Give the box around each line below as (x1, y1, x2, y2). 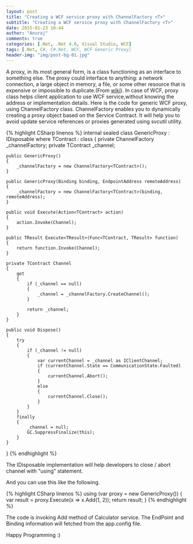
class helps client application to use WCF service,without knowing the (6, 93, 174, 100)
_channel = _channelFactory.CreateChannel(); (37, 291, 150, 297)
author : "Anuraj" (6, 30, 48, 36)
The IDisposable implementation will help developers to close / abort (6, 461, 171, 468)
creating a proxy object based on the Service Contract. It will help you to (6, 112, 180, 119)
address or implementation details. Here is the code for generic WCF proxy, (6, 99, 188, 106)
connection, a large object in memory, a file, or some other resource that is (6, 80, 185, 88)
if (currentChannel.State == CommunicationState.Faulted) (37, 363, 181, 369)
